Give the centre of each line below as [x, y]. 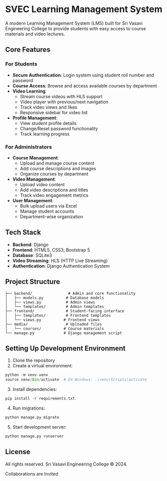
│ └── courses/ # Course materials [55, 329]
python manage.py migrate [32, 417]
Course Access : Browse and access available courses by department [85, 86]
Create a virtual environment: [42, 366]
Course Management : [36, 157]
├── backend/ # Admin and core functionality [70, 293]
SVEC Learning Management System [84, 9]
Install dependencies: [35, 389]
